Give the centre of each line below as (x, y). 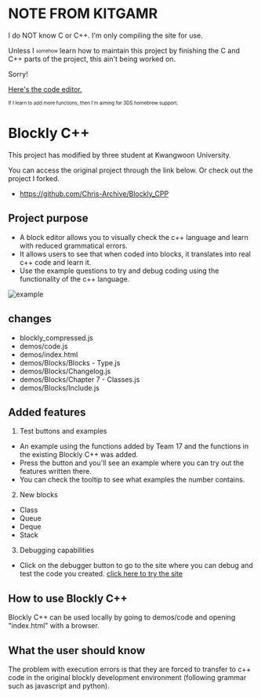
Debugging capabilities (57, 551)
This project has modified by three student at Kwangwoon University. (120, 155)
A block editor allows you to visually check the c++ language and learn (134, 237)
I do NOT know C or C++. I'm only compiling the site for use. (106, 35)
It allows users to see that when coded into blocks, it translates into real (135, 254)
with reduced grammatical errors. (73, 245)
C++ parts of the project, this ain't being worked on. (92, 59)
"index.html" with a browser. (54, 626)
